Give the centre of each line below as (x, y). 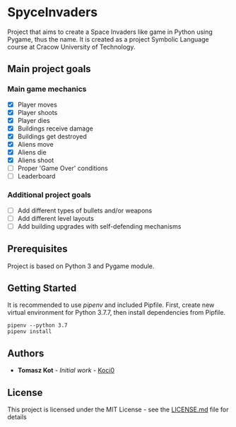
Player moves (37, 104)
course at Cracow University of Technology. (71, 47)
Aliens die (32, 152)
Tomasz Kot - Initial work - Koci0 (66, 371)
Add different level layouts (55, 218)
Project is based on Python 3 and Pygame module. (81, 266)
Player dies (34, 120)
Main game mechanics (47, 89)
